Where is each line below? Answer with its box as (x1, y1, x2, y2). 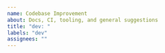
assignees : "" (7, 36, 48, 43)
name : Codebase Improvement (7, 10, 88, 17)
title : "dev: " (7, 23, 51, 30)
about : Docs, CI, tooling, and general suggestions (7, 17, 158, 23)
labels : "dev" (7, 29, 48, 36)
